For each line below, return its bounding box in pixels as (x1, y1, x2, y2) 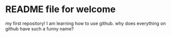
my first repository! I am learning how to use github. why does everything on (5, 20, 166, 26)
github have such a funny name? (5, 25, 74, 31)
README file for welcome (5, 4, 116, 15)
